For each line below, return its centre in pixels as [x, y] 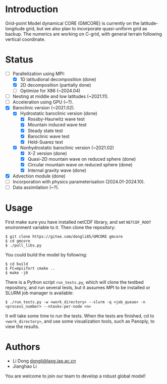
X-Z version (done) [47, 153]
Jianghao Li [24, 366]
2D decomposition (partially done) [55, 85]
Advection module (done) [39, 176]
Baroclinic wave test [48, 136]
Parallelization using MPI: [39, 74]
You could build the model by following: [46, 255]
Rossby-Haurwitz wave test [56, 119]
